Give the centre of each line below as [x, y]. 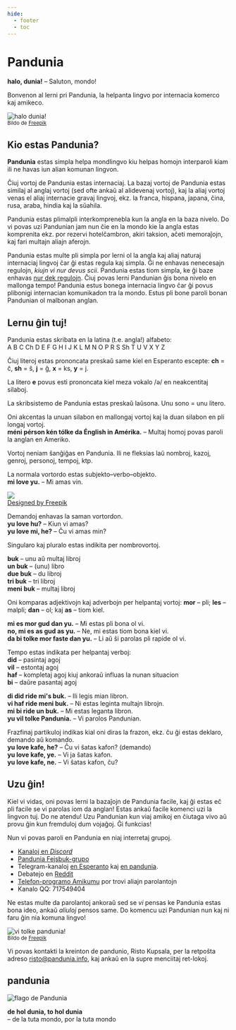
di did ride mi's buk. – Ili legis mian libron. [68, 696]
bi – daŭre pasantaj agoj [42, 682]
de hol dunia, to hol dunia [45, 1012]
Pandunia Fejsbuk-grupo [53, 858]
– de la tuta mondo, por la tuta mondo [62, 1019]
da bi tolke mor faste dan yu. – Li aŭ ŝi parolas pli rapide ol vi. [97, 638]
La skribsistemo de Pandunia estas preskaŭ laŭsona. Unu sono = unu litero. [117, 403]
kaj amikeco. [26, 102]
